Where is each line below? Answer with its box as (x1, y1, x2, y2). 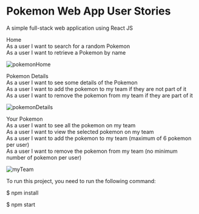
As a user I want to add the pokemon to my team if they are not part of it (6, 85, 187, 92)
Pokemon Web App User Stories (6, 4, 171, 18)
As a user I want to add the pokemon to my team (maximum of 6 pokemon (6, 135, 192, 142)
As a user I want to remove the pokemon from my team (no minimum (6, 147, 178, 155)
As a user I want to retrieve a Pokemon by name (6, 48, 126, 56)
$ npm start (6, 201, 35, 208)
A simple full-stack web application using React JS (6, 24, 133, 32)
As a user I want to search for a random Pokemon (6, 42, 130, 50)
